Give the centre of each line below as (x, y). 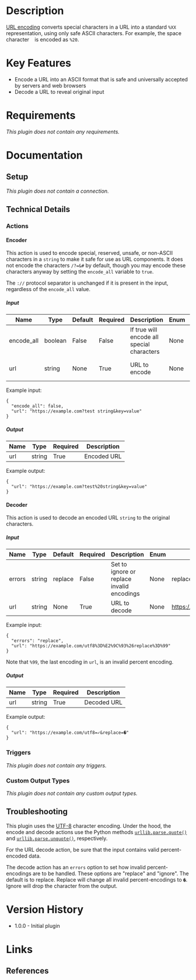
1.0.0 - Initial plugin (37, 926)
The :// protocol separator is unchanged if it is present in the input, (87, 283)
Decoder (17, 504)
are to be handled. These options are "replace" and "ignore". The (111, 873)
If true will (144, 330)
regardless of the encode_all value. (48, 289)
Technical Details (38, 209)
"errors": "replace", (38, 641)
